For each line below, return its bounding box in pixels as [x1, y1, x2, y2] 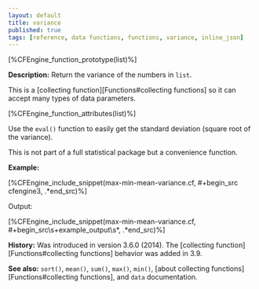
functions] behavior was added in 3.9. [79, 249, 202, 258]
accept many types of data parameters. [8, 93, 136, 103]
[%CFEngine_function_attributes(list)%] [8, 109, 137, 119]
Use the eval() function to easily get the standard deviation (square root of [8, 124, 251, 134]
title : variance [8, 19, 61, 27]
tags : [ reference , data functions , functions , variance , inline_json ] [8, 33, 244, 42]
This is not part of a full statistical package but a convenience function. [8, 148, 238, 157]
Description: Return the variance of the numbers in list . [8, 70, 192, 79]
